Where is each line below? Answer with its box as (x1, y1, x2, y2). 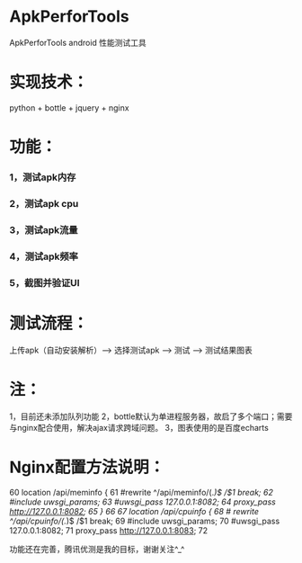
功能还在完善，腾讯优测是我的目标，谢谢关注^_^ (9, 544, 185, 555)
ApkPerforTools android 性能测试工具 (9, 37, 147, 48)
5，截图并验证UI (9, 276, 80, 289)
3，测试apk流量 (9, 223, 78, 236)
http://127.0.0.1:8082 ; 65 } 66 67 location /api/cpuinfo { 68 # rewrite (9, 506, 259, 517)
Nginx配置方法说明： (9, 457, 165, 478)
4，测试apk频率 (9, 250, 79, 263)
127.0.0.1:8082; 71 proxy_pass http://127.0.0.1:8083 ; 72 (9, 525, 209, 536)
